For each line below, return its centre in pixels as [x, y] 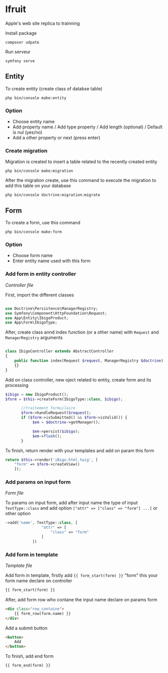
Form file [14, 493]
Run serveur [18, 52]
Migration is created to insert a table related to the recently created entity [81, 162]
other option [18, 513]
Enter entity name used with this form [51, 261]
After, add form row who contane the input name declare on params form [81, 599]
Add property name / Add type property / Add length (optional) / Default [88, 127]
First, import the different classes [40, 295]
